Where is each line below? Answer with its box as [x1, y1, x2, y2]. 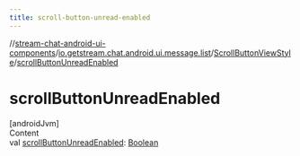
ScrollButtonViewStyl [213, 47, 292, 58]
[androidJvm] [9, 117, 60, 128]
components [9, 47, 57, 58]
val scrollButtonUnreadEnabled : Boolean [9, 136, 159, 148]
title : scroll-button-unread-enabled [9, 13, 151, 22]
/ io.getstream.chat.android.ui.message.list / [55, 47, 214, 58]
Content [9, 127, 40, 138]
